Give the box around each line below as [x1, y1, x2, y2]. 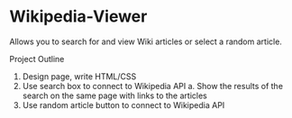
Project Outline [9, 53, 65, 64]
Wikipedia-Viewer [9, 6, 148, 27]
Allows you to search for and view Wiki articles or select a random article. [9, 36, 282, 47]
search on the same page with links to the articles [22, 90, 207, 101]
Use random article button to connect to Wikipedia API [22, 99, 225, 110]
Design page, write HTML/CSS [22, 70, 137, 82]
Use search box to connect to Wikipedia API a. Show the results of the [22, 80, 284, 91]
